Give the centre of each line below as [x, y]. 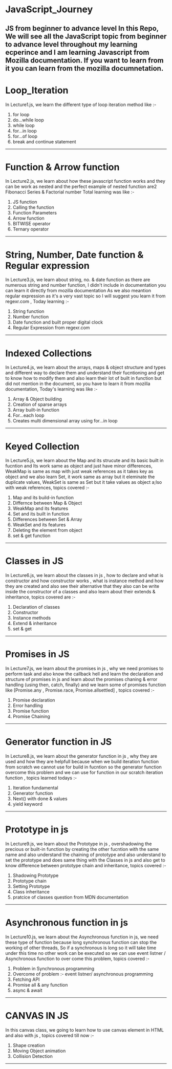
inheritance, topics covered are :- [40, 597]
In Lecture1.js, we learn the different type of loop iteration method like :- [81, 104]
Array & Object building [37, 399]
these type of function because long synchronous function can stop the [81, 942]
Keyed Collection [42, 446]
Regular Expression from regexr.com [51, 328]
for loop [21, 114]
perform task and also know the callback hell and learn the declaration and [84, 674]
